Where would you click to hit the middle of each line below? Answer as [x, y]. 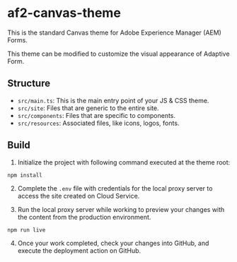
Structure [29, 84]
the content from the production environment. [84, 217]
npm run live [27, 230]
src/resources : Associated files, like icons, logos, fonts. [98, 123]
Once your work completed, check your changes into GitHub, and [113, 243]
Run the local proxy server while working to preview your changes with [121, 209]
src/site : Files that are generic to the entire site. [88, 108]
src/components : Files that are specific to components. [96, 115]
